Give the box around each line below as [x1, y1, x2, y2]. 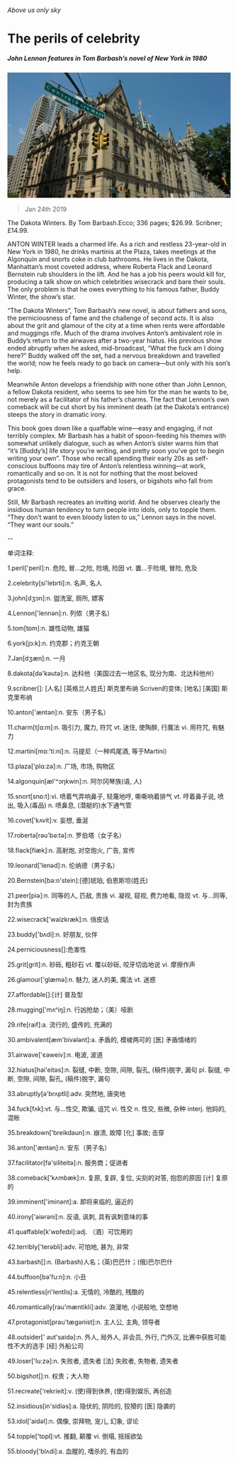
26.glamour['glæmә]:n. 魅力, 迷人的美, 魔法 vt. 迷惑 [7, 976, 157, 984]
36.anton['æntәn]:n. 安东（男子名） [7, 1143, 111, 1152]
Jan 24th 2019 [24, 205, 67, 214]
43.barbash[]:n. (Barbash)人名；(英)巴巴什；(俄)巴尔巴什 [7, 1257, 174, 1267]
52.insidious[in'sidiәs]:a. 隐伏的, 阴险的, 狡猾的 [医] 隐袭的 [7, 1402, 176, 1410]
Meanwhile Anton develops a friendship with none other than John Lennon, [7, 380, 227, 389]
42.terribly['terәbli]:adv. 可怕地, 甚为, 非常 [7, 1243, 129, 1251]
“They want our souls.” [7, 520, 74, 529]
